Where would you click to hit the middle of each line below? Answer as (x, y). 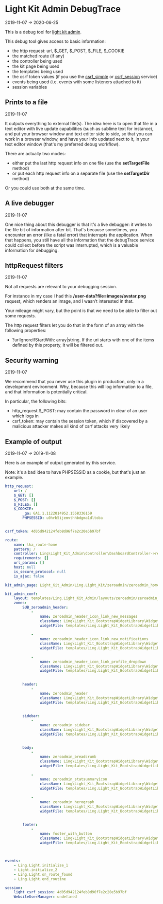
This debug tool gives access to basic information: (55, 41)
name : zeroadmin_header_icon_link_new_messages (89, 616)
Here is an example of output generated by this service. (61, 463)
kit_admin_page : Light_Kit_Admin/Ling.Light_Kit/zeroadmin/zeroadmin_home (82, 585)
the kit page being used (36, 66)
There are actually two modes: (35, 153)
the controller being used (37, 61)
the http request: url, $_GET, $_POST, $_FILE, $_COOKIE (68, 51)
